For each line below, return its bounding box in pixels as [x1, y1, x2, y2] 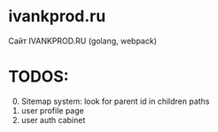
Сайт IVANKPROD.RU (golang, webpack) [8, 35, 157, 46]
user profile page [20, 105, 85, 116]
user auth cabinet [20, 114, 86, 125]
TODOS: [8, 66, 69, 87]
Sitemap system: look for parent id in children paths [20, 96, 210, 106]
